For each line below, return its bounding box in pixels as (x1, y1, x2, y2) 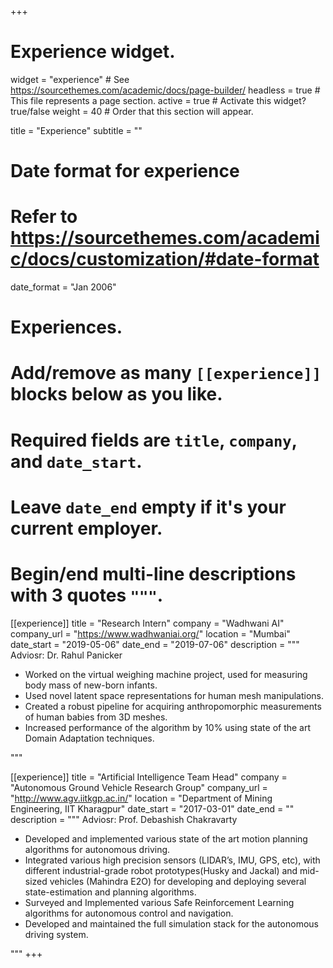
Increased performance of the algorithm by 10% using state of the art (24, 721, 312, 733)
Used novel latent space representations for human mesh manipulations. (24, 689, 324, 701)
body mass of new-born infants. (24, 679, 158, 691)
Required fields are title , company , (10, 429, 298, 451)
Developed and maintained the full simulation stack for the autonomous (24, 917, 319, 930)
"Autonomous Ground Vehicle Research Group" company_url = (10, 781, 268, 793)
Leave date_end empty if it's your (10, 496, 287, 518)
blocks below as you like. (10, 383, 223, 406)
